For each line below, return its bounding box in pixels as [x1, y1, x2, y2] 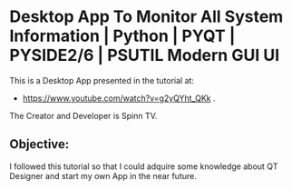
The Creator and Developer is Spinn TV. [9, 110, 158, 121]
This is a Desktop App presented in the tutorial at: [9, 75, 195, 85]
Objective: [9, 136, 70, 152]
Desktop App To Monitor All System [9, 6, 284, 27]
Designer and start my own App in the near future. [9, 170, 197, 181]
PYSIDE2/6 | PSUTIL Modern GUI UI [9, 45, 279, 65]
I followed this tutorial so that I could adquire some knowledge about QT [9, 161, 278, 172]
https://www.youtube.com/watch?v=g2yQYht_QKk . [22, 93, 216, 104]
